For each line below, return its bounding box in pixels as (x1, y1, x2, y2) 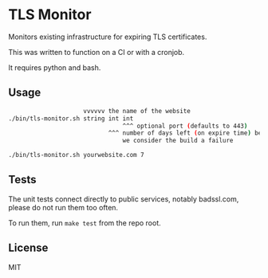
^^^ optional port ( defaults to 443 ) (122, 122, 248, 130)
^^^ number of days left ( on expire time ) (108, 129, 251, 137)
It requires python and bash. (8, 62, 101, 72)
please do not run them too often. (8, 202, 118, 212)
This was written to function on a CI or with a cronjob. (8, 47, 185, 57)
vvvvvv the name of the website (83, 107, 191, 115)
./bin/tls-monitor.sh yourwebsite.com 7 (8, 151, 145, 159)
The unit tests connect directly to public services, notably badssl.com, (8, 194, 239, 204)
